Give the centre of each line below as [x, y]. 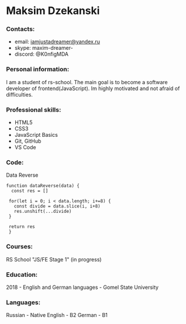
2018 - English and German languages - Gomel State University [82, 287]
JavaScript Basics [36, 135]
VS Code [25, 147]
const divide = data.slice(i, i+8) [57, 206]
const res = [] [30, 191]
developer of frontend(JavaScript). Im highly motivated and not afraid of [93, 88]
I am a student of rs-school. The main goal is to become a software [87, 82]
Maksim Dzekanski [53, 11]
